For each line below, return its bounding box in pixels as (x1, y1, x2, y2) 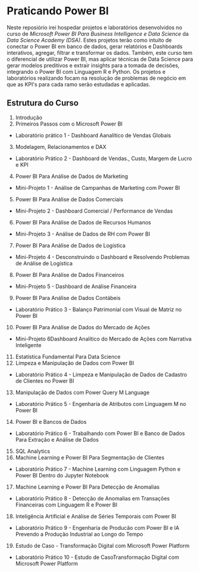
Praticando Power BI (7, 4, 109, 18)
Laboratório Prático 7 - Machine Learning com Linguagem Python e (15, 465, 181, 473)
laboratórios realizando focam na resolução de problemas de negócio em (7, 74, 187, 82)
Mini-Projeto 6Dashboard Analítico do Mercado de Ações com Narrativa (15, 335, 192, 342)
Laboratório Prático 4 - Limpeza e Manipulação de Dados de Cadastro (15, 371, 188, 378)
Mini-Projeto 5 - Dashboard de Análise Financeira (15, 283, 137, 290)
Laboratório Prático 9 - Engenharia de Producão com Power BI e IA (15, 524, 180, 531)
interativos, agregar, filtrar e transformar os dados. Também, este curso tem (7, 49, 192, 56)
